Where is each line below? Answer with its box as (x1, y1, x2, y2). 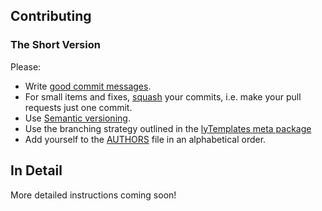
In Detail (10, 162, 63, 179)
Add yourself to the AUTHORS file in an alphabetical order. (24, 133, 267, 145)
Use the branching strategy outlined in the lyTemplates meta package (24, 122, 312, 134)
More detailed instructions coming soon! (10, 189, 177, 201)
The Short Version (10, 38, 101, 52)
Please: (10, 60, 42, 73)
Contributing (10, 8, 92, 25)
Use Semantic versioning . (24, 112, 131, 124)
